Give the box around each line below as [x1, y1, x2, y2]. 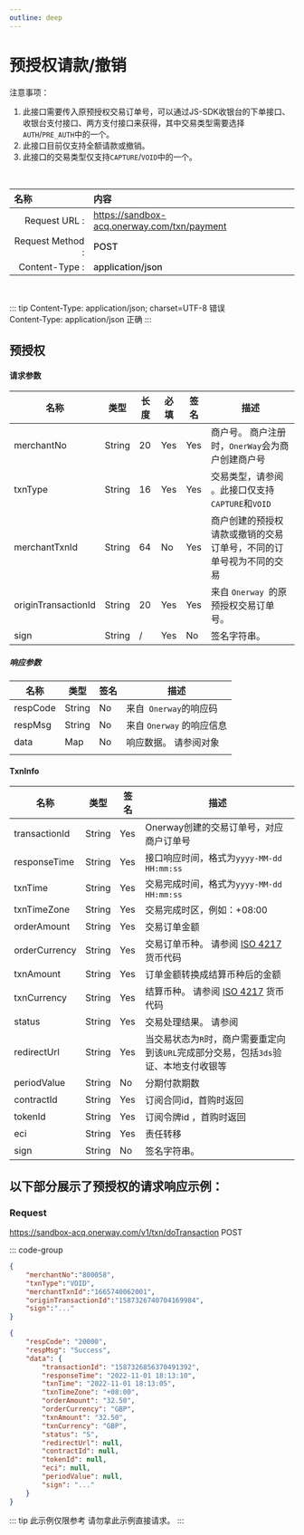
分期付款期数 [145, 1077, 201, 1089]
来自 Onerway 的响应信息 [126, 719, 228, 732]
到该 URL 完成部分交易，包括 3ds [145, 1047, 273, 1060]
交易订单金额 [145, 921, 201, 934]
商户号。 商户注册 [211, 427, 287, 439]
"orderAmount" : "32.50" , [42, 1396, 136, 1405]
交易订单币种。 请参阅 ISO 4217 [145, 938, 282, 951]
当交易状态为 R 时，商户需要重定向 [145, 1033, 287, 1046]
